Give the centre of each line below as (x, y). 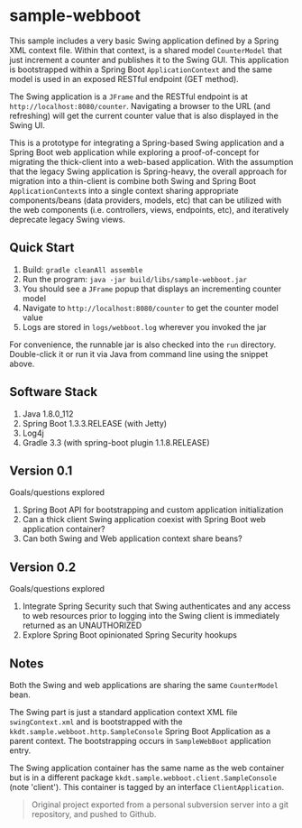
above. (22, 363)
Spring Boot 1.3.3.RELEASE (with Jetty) (95, 423)
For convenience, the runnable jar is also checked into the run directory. (143, 345)
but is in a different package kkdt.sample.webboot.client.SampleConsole (143, 777)
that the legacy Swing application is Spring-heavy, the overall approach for (148, 171)
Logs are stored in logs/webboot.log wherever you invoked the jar (145, 327)
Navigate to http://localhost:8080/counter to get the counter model (151, 308)
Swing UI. (27, 125)
